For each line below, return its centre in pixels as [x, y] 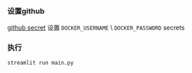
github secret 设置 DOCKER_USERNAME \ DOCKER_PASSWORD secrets [96, 28]
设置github [26, 11]
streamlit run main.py [40, 62]
